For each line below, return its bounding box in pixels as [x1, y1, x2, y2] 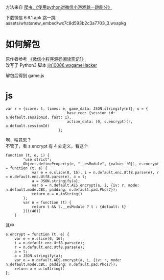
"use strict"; [23, 157, 52, 162]
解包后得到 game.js [5, 73, 45, 78]
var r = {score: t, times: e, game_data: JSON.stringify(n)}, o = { [5, 106, 148, 111]
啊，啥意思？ [5, 137, 31, 143]
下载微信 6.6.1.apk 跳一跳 [5, 15, 56, 21]
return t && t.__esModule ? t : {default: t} [31, 204, 126, 209]
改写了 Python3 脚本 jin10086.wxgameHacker [5, 62, 97, 68]
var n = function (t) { [23, 200, 71, 205]
